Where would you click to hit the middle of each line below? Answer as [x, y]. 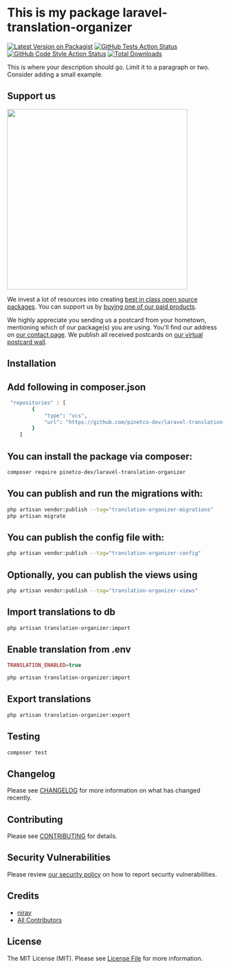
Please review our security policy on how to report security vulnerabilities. [112, 874]
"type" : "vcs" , [66, 416]
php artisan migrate [37, 516]
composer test [27, 753]
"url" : [53, 422]
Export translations [49, 699]
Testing [24, 736]
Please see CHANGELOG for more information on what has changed [104, 790]
